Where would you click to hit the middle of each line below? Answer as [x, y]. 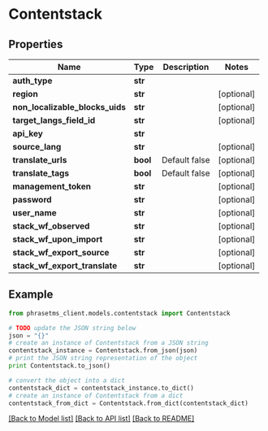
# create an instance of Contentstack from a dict [96, 395]
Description [186, 67]
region [25, 94]
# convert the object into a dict [67, 380]
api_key [28, 133]
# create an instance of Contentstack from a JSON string [108, 343]
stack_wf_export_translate [65, 266]
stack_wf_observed [51, 226]
